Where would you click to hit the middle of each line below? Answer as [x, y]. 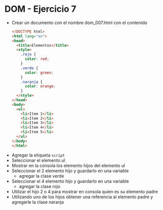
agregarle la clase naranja [38, 202]
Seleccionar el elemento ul [38, 160]
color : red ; [37, 59]
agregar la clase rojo [40, 186]
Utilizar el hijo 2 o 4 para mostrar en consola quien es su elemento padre [85, 191]
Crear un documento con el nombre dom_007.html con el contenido [79, 23]
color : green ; [39, 73]
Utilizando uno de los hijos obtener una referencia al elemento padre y [82, 197]
